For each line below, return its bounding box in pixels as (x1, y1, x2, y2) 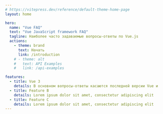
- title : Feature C (9, 97, 49, 102)
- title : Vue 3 (9, 79, 41, 84)
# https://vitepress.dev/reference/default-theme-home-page (5, 7, 130, 12)
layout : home (5, 12, 32, 17)
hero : (5, 20, 16, 25)
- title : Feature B (9, 88, 49, 93)
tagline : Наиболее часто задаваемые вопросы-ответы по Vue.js (9, 34, 139, 39)
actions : (9, 38, 27, 44)
